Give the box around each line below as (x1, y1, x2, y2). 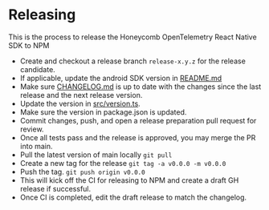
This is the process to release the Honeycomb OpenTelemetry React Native (8, 32, 257, 42)
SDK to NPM (8, 40, 50, 50)
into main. (19, 141, 54, 151)
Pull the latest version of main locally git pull (19, 150, 173, 160)
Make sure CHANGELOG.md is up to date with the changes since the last (19, 82, 262, 91)
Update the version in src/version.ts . (19, 99, 141, 108)
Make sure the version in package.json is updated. (19, 107, 187, 117)
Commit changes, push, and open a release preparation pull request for (19, 115, 257, 125)
